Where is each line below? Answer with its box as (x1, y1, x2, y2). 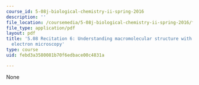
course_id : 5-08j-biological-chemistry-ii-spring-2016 (6, 8, 145, 15)
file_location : (6, 19, 44, 25)
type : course (6, 47, 38, 53)
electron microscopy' (11, 42, 65, 47)
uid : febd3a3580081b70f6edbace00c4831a (6, 52, 105, 58)
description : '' (6, 14, 46, 20)
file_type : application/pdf (6, 25, 76, 31)
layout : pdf (6, 30, 36, 36)
